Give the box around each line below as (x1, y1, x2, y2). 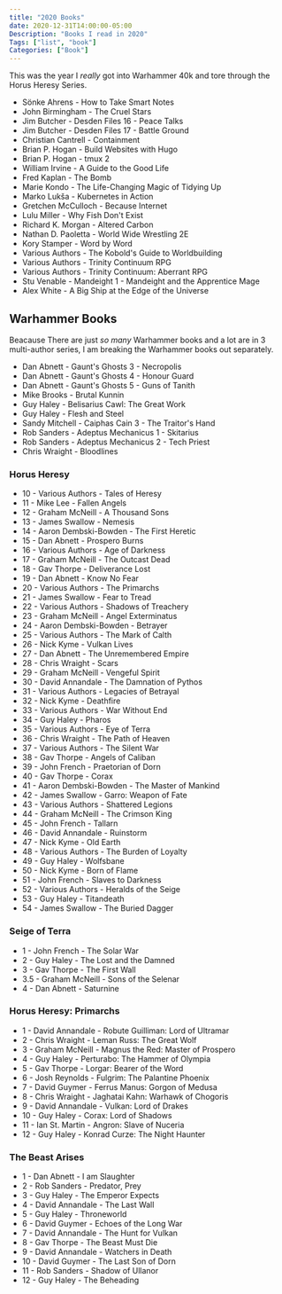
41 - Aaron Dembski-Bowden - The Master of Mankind (21, 780, 220, 791)
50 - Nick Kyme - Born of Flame (21, 866, 139, 876)
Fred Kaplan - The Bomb (21, 172, 112, 183)
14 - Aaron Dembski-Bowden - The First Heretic (21, 526, 196, 537)
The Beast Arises (9, 1150, 85, 1163)
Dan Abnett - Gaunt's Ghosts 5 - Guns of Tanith (21, 380, 196, 390)
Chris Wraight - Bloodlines (21, 445, 118, 457)
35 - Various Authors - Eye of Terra (21, 724, 151, 734)
